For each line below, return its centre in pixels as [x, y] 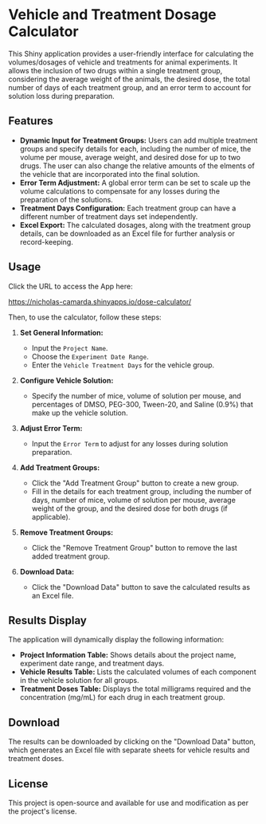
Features [31, 121]
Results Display [48, 620]
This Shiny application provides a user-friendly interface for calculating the [131, 53]
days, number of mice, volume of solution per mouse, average [134, 500]
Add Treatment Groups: [60, 467]
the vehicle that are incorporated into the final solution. [110, 174]
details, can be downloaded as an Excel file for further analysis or [127, 233]
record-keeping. [46, 241]
